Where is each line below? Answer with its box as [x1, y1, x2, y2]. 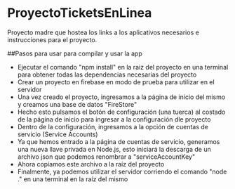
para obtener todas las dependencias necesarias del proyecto [17, 70, 197, 79]
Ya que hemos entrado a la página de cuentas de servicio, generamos [17, 137, 220, 145]
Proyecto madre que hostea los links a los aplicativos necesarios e [7, 28, 200, 37]
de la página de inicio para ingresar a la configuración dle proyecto [17, 115, 211, 124]
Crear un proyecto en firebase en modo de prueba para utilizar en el [17, 77, 215, 86]
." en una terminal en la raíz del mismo [17, 174, 128, 183]
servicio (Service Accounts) [17, 130, 98, 138]
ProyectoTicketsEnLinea [7, 5, 152, 21]
